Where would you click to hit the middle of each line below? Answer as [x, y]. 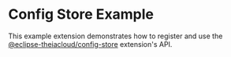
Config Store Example [81, 14]
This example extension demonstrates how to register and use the [115, 36]
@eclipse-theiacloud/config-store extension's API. [90, 44]
